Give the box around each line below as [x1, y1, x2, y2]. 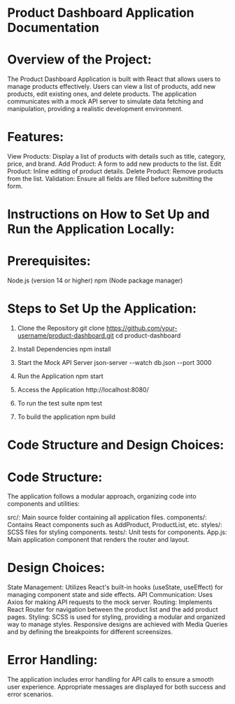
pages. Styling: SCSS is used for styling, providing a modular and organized [7, 613, 226, 622]
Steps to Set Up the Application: [7, 301, 197, 317]
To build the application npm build [17, 412, 115, 421]
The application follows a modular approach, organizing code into [7, 492, 197, 501]
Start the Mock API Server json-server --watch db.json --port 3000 [17, 359, 212, 367]
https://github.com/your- [106, 324, 178, 333]
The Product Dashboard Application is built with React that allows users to [7, 75, 221, 83]
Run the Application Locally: [7, 222, 175, 237]
